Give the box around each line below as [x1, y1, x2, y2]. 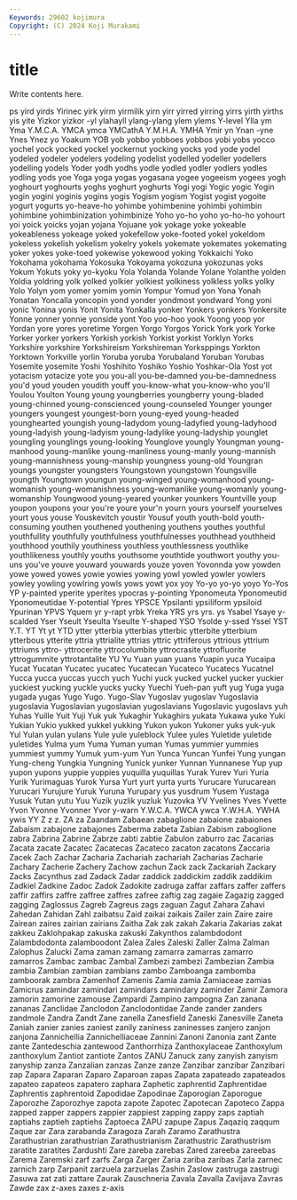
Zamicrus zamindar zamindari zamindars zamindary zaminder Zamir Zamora [9, 984, 288, 996]
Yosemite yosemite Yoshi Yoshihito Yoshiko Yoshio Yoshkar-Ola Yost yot [9, 361, 273, 372]
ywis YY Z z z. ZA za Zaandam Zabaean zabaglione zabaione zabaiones [9, 814, 273, 825]
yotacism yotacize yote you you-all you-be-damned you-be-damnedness [9, 371, 277, 381]
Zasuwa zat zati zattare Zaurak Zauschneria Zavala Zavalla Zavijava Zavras [9, 1173, 284, 1184]
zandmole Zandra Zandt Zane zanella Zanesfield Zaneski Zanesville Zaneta [9, 1012, 284, 1023]
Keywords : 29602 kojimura [9, 12, 105, 22]
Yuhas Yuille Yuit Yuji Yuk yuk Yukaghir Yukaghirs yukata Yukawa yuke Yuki [9, 710, 285, 721]
